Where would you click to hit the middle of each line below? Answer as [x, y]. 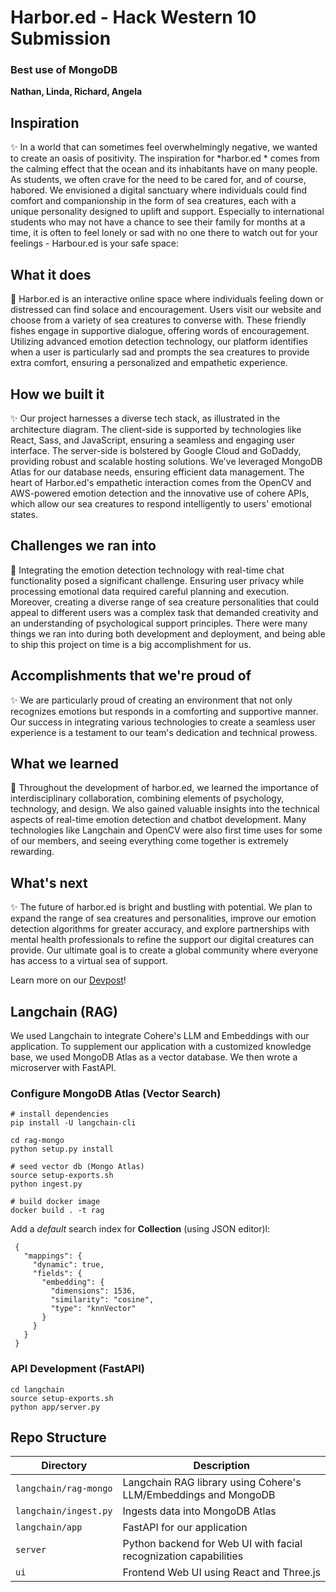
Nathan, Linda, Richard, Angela [76, 92]
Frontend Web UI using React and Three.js [222, 1573]
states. [24, 514]
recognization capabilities [183, 1556]
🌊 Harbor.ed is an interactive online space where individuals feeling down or [167, 299]
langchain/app [49, 1527]
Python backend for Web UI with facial [212, 1544]
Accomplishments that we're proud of [131, 676]
